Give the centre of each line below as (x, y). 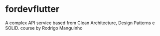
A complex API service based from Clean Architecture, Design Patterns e (80, 23)
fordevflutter (32, 9)
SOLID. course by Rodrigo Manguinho (44, 28)
